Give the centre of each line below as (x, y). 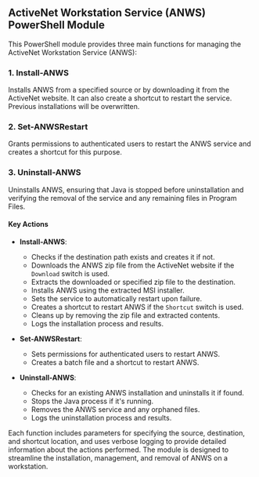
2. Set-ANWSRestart (48, 127)
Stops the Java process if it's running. (92, 401)
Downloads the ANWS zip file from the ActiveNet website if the (133, 265)
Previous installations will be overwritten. (74, 107)
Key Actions (28, 224)
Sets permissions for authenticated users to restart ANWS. (126, 354)
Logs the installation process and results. (97, 323)
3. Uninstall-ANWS (45, 173)
